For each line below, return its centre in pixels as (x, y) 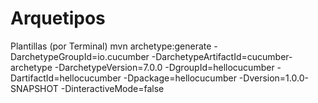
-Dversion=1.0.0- (273, 78)
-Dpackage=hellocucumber (180, 78)
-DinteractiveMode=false (112, 88)
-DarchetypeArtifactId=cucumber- (222, 56)
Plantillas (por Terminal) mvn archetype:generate (111, 46)
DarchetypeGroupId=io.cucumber (80, 56)
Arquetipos (58, 18)
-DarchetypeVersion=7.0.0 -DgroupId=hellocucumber (164, 67)
